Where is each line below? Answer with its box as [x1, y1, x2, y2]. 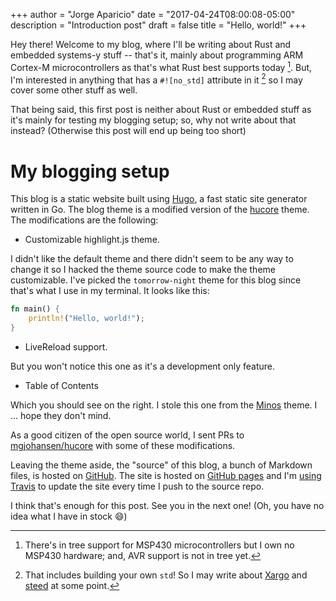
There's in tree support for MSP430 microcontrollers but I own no [24, 539, 295, 551]
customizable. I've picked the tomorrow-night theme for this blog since [10, 274, 302, 286]
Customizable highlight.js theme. [24, 234, 160, 246]
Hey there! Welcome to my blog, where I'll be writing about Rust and [10, 39, 292, 50]
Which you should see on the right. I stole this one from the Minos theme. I [10, 399, 318, 411]
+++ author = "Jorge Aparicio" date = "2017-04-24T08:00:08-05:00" [10, 9, 296, 20]
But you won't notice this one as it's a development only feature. [10, 360, 276, 372]
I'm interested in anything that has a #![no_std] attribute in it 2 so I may [10, 72, 303, 86]
